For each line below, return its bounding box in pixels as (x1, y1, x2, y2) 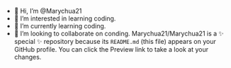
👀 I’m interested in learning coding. (13, 14, 116, 23)
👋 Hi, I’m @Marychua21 (13, 7, 82, 15)
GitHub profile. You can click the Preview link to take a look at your (13, 45, 209, 53)
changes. (13, 53, 42, 61)
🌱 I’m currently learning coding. (13, 22, 106, 30)
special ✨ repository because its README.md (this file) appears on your (13, 38, 216, 45)
